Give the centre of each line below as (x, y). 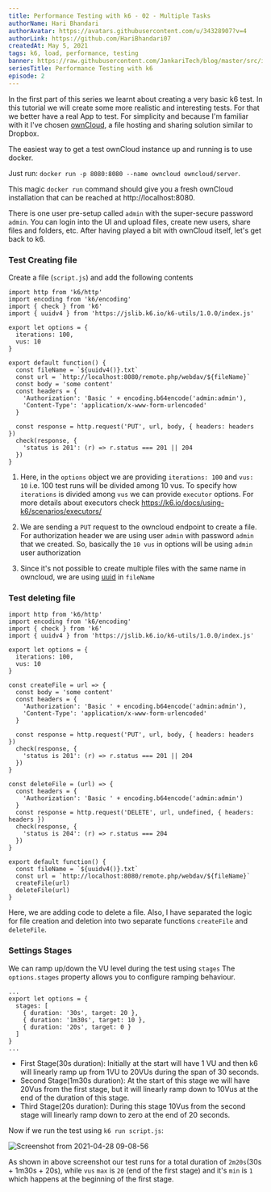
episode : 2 (27, 76)
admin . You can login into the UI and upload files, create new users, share (130, 221)
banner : (21, 61)
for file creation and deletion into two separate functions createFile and (128, 921)
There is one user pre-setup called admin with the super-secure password (131, 213)
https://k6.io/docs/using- (182, 503)
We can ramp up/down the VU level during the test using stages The (122, 968)
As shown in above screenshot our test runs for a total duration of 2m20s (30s (135, 1161)
